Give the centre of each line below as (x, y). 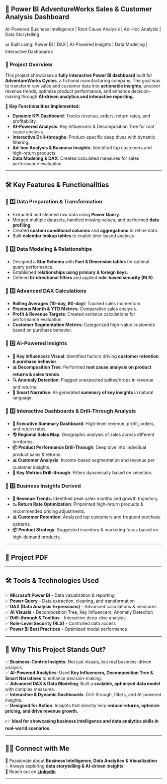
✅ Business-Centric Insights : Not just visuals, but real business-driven (78, 662)
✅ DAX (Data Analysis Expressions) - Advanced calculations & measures (81, 606)
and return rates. (30, 429)
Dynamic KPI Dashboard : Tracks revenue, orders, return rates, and (81, 116)
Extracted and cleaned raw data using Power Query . (66, 214)
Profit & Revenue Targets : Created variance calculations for (74, 314)
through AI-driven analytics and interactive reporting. (78, 97)
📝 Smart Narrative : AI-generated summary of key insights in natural (83, 392)
